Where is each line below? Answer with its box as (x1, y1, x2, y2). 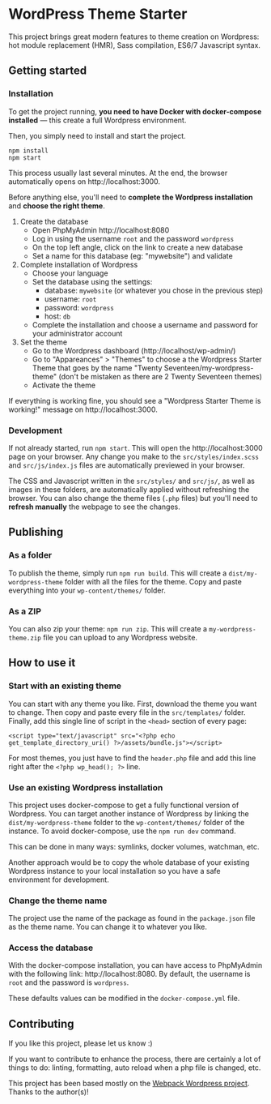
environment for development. (8, 875, 109, 884)
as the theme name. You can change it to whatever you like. (8, 922, 208, 932)
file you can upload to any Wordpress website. (43, 632, 198, 642)
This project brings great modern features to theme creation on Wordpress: (8, 32, 260, 41)
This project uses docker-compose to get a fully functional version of (8, 800, 239, 810)
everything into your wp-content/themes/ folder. (8, 585, 166, 595)
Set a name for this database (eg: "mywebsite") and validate (32, 250, 233, 260)
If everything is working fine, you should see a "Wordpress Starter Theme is (8, 396, 261, 405)
